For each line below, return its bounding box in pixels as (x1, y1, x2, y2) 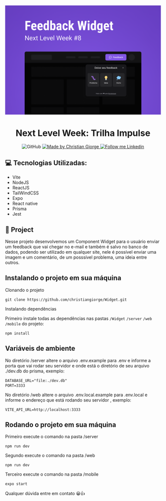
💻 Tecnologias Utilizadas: (5, 159, 87, 167)
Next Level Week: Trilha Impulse (15, 127, 151, 138)
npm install (5, 331, 30, 336)
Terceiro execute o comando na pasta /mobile (5, 471, 99, 477)
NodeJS (12, 180, 29, 185)
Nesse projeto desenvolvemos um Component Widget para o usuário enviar (5, 238, 160, 244)
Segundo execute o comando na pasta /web (5, 453, 95, 458)
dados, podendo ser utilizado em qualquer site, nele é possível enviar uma (5, 249, 157, 255)
